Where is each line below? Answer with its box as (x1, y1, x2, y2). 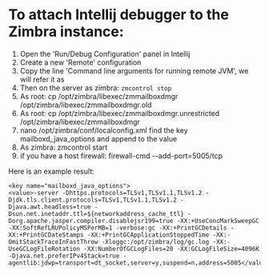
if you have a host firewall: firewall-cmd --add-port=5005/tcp (19, 150, 223, 161)
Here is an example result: (8, 166, 94, 176)
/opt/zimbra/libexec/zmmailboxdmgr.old (19, 100, 152, 110)
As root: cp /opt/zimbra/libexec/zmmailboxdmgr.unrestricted (19, 108, 220, 118)
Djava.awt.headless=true (8, 202, 91, 211)
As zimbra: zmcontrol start (19, 142, 108, 152)
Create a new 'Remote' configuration (19, 58, 142, 67)
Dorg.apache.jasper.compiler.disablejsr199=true (8, 217, 174, 225)
